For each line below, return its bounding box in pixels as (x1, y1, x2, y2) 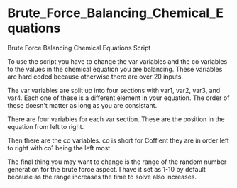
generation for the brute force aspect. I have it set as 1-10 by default (7, 165, 206, 173)
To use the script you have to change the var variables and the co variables (7, 57, 228, 65)
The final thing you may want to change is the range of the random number (7, 157, 227, 166)
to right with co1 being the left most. (7, 143, 112, 152)
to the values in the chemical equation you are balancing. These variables (7, 65, 223, 73)
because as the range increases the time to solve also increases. (7, 172, 197, 181)
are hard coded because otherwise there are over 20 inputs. (7, 72, 183, 81)
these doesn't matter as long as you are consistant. (7, 101, 158, 109)
